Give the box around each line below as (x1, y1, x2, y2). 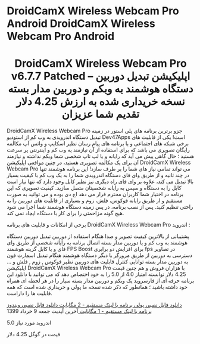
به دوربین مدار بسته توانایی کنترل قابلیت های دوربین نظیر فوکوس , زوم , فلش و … (7, 258, 189, 265)
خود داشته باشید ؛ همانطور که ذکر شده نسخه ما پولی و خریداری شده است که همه (7, 283, 188, 290)
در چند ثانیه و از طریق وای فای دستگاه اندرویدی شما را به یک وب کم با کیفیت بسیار (7, 172, 189, 179)
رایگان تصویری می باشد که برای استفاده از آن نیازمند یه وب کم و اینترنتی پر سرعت (7, 146, 190, 153)
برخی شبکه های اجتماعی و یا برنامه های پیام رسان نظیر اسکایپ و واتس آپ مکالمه (7, 140, 189, 147)
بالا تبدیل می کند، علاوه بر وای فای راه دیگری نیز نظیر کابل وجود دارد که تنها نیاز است (7, 178, 194, 185)
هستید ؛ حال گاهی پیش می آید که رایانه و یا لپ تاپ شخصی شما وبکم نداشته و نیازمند (7, 153, 194, 160)
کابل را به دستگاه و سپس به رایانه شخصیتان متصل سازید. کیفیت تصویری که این (7, 184, 182, 191)
